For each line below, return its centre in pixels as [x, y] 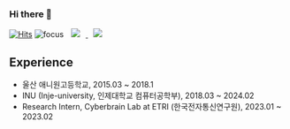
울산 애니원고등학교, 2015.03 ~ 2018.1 [88, 85]
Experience [41, 62]
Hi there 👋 [31, 14]
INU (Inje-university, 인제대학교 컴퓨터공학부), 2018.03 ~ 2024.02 [138, 95]
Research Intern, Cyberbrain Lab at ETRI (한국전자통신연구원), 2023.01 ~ [152, 107]
